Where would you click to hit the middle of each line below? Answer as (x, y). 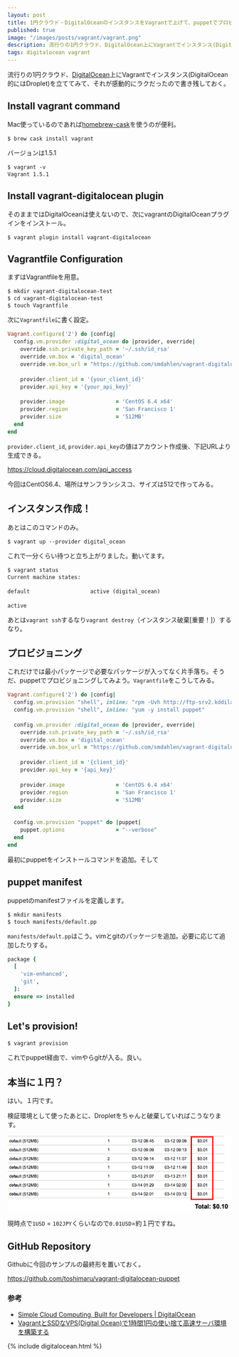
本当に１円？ (36, 1082)
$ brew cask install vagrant (51, 139)
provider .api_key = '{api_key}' (68, 770)
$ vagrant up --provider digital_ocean (67, 542)
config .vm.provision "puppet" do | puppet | (78, 823)
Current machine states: (44, 577)
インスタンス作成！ (49, 509)
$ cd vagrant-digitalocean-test (55, 299)
